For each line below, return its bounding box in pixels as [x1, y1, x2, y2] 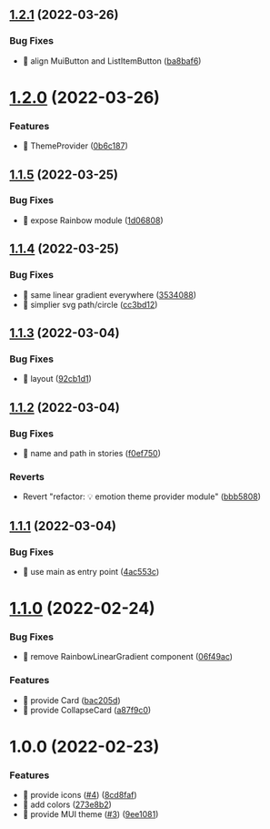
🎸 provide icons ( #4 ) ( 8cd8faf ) [22, 790, 138, 801]
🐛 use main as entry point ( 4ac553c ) [22, 566, 160, 577]
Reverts [9, 470, 45, 483]
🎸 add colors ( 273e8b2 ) [22, 799, 112, 810]
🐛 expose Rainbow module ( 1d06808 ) [22, 214, 164, 226]
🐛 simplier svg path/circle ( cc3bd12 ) [22, 299, 158, 310]
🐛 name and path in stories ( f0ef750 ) [22, 447, 162, 458]
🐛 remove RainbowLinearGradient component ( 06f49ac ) [22, 651, 234, 662]
